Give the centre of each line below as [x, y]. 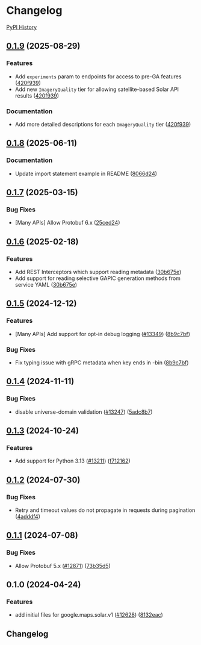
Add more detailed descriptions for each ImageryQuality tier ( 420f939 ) [103, 124]
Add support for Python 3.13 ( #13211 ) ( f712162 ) [73, 461]
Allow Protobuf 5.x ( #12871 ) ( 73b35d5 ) [63, 566]
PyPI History [22, 27]
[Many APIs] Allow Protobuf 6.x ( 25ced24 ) [67, 223]
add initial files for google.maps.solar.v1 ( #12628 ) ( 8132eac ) [89, 615]
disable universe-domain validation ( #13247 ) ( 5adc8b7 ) [84, 412]
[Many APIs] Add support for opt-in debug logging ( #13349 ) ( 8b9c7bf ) [103, 334]
